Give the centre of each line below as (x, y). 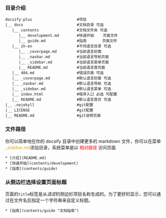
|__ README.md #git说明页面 (53, 116)
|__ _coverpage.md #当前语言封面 (60, 52)
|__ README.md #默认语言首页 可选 (61, 100)
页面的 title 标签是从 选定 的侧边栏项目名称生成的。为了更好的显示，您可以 (81, 194)
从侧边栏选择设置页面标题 (36, 182)
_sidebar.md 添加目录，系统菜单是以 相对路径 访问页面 (60, 147)
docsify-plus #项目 (46, 20)
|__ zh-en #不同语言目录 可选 (61, 46)
